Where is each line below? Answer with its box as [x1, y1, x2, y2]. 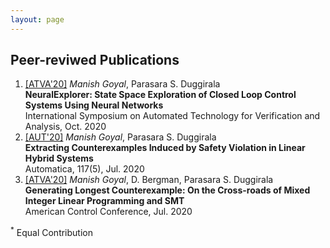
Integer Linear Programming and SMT [24, 195, 185, 207]
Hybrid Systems [24, 152, 94, 165]
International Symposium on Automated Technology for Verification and [24, 110, 321, 122]
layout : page [10, 14, 65, 25]
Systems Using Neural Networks [24, 99, 164, 111]
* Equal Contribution [10, 225, 93, 239]
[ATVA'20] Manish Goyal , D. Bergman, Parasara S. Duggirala [24, 174, 274, 186]
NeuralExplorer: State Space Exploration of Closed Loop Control [24, 89, 297, 101]
